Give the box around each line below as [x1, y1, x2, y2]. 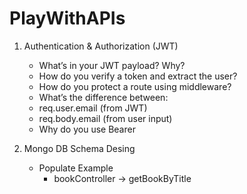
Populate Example [38, 162, 114, 174]
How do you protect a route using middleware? [38, 80, 232, 92]
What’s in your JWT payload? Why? [38, 59, 186, 71]
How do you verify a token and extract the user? [38, 70, 238, 82]
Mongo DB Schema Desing [23, 142, 136, 154]
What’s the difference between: [38, 91, 169, 103]
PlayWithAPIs [9, 7, 126, 30]
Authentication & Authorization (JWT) [23, 40, 179, 52]
